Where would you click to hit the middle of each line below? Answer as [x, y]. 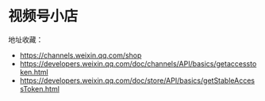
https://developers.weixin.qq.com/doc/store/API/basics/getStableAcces [137, 80]
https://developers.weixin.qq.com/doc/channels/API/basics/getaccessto [138, 63]
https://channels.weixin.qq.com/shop [81, 55]
